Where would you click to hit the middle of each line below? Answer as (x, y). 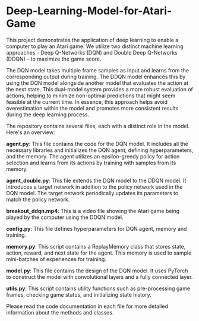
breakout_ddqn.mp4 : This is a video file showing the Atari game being (93, 211)
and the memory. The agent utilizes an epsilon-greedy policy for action (93, 156)
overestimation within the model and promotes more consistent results (92, 108)
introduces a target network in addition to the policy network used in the (94, 187)
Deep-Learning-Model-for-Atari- (89, 11)
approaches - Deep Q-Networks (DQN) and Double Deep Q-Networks (92, 52)
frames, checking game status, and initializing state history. (79, 294)
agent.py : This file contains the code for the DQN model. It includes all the (97, 144)
